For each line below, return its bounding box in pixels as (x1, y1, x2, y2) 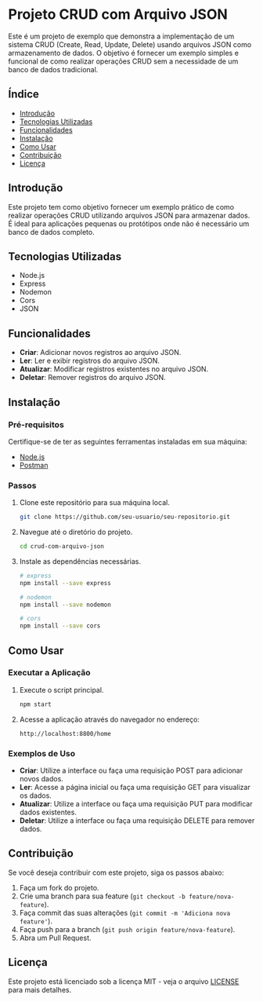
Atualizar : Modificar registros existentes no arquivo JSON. (19, 364, 209, 374)
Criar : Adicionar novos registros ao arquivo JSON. (19, 348, 182, 357)
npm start (19, 700, 52, 708)
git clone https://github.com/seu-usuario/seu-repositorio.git (19, 513, 231, 521)
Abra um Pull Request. (19, 933, 92, 942)
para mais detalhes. (8, 985, 72, 994)
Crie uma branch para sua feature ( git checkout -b (19, 891, 186, 901)
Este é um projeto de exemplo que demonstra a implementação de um (8, 31, 235, 41)
